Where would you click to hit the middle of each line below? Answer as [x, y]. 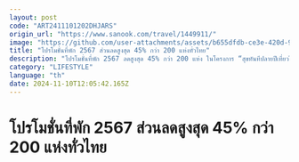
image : [21, 42]
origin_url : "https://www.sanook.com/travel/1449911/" [113, 34]
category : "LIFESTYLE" [51, 68]
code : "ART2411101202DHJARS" [63, 26]
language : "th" [37, 76]
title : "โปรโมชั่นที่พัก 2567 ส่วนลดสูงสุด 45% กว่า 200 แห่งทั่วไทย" [110, 51]
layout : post [33, 17]
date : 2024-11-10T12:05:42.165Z [69, 84]
